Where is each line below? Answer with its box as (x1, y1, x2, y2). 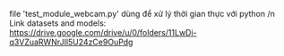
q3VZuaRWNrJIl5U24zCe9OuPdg (9, 36, 133, 47)
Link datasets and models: (9, 18, 107, 28)
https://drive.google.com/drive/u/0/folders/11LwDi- (9, 28, 197, 37)
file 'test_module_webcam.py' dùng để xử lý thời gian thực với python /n (9, 9, 275, 19)
